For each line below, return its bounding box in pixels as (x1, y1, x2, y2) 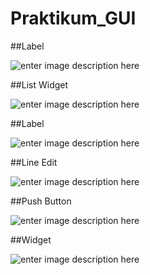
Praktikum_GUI (10, 7, 137, 30)
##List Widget (10, 78, 69, 91)
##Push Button (10, 195, 72, 207)
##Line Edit (10, 156, 58, 168)
